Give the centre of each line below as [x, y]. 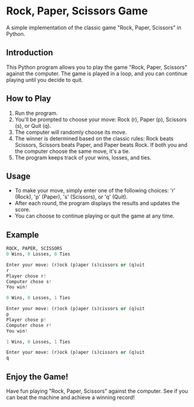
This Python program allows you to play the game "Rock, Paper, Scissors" [97, 67]
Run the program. [36, 113]
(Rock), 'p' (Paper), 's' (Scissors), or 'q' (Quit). [71, 197]
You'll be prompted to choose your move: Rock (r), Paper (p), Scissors [101, 119]
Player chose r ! [26, 276]
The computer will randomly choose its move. [71, 132]
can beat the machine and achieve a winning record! [71, 397]
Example [23, 235]
